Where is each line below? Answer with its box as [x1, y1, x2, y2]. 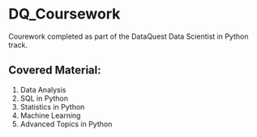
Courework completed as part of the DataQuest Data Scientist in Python [8, 31, 249, 41]
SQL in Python [19, 93, 69, 103]
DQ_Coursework [8, 5, 121, 23]
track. [8, 39, 28, 49]
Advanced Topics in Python [19, 118, 113, 129]
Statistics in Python [19, 102, 85, 111]
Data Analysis [19, 85, 66, 94]
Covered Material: [8, 64, 101, 77]
